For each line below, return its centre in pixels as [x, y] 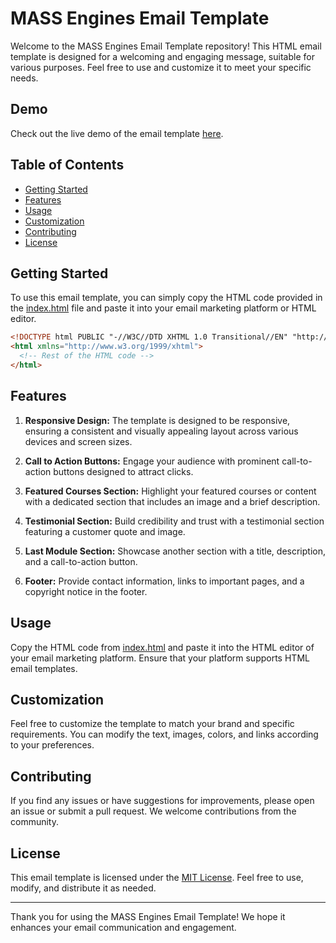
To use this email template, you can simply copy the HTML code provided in [166, 298]
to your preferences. [52, 745]
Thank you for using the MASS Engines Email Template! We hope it [148, 916]
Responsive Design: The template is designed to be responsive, [157, 420]
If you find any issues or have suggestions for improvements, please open [162, 801]
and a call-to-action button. [81, 561]
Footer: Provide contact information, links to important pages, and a [164, 581]
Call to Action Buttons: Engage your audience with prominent [152, 461]
